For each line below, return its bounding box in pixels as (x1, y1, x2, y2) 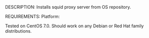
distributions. (5, 28, 32, 34)
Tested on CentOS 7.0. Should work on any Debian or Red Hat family (5, 23, 144, 29)
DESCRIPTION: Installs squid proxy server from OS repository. (5, 4, 131, 10)
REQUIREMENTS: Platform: (5, 14, 60, 19)
